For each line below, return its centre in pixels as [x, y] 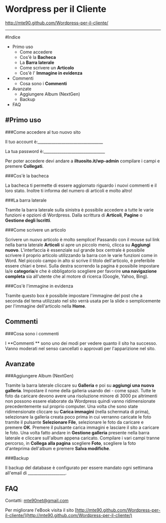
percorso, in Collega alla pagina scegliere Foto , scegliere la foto [71, 443]
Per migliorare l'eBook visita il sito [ [41, 510]
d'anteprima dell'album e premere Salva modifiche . [58, 449]
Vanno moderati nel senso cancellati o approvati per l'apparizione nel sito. [81, 348]
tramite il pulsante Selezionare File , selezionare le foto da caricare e [75, 422]
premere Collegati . [24, 166]
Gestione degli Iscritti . [28, 220]
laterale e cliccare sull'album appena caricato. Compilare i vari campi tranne [82, 438]
